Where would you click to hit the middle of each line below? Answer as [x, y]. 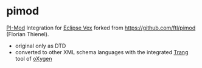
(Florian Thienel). [28, 34]
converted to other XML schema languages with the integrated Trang [102, 52]
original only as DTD [40, 46]
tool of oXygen [34, 58]
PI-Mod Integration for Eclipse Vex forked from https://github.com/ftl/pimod [101, 28]
